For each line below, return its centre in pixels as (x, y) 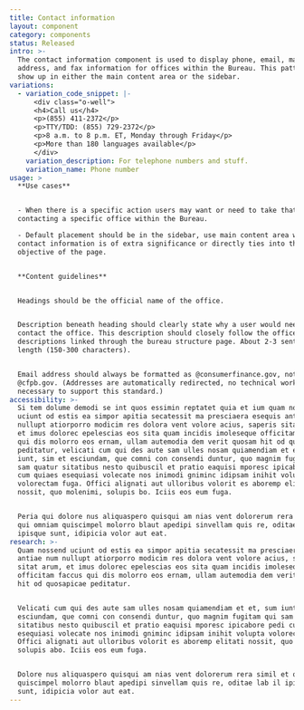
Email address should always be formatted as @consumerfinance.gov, (149, 374)
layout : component (44, 26)
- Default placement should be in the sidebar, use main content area (153, 235)
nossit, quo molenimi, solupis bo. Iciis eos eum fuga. (125, 493)
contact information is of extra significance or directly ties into (151, 244)
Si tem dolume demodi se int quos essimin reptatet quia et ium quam (151, 408)
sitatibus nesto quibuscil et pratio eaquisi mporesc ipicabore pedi (151, 625)
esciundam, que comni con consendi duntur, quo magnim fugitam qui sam (156, 617)
